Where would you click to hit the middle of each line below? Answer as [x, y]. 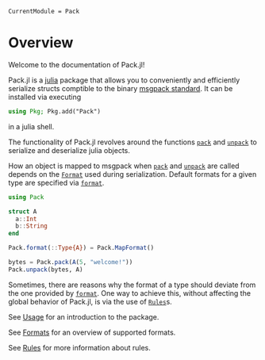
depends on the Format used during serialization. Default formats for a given [132, 174]
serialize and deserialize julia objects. [69, 150]
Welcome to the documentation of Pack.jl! [77, 64]
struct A [23, 211]
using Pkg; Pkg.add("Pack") [55, 111]
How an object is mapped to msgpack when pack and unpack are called [124, 166]
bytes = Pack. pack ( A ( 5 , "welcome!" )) [71, 262]
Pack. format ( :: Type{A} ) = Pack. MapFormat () [81, 248]
